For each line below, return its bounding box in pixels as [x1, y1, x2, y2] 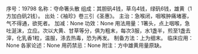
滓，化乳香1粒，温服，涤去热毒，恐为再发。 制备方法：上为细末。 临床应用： [6, 35, 194, 41]
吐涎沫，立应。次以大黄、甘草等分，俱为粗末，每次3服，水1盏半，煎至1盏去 [6, 27, 191, 34]
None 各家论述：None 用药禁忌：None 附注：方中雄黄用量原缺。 [6, 42, 165, 49]
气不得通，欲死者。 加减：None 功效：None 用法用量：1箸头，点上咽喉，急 [6, 20, 190, 26]
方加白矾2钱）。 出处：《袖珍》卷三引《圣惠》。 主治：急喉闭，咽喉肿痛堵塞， [6, 12, 192, 19]
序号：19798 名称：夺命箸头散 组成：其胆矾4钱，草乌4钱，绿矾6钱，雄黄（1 [6, 5, 192, 12]
